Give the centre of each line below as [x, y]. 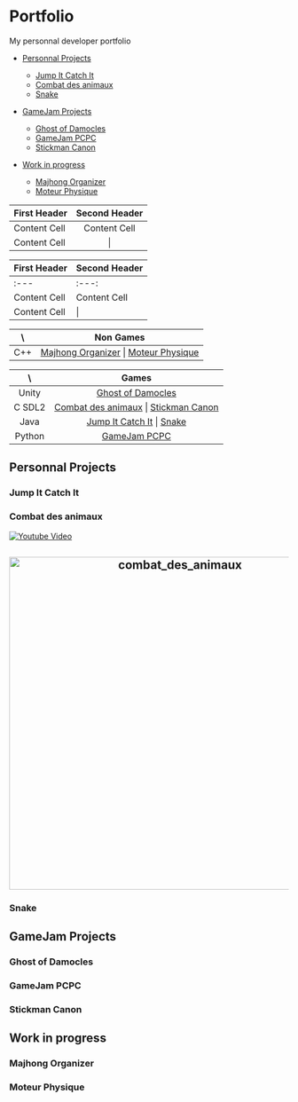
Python [30, 436]
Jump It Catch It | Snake [137, 421]
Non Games [120, 337]
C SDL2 [30, 407]
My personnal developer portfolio [70, 41]
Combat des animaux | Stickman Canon [137, 407]
